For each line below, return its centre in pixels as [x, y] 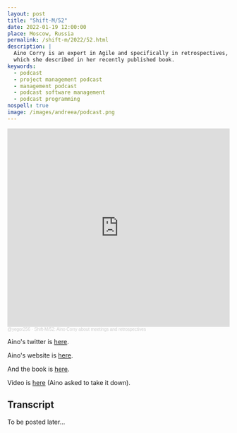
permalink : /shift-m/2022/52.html [58, 40]
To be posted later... [36, 422]
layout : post [26, 14]
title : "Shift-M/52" [38, 20]
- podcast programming [47, 99]
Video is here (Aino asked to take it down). [69, 382]
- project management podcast [58, 79]
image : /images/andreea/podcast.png [61, 112]
